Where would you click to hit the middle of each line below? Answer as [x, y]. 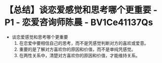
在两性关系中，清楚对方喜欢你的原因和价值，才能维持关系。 [80, 55]
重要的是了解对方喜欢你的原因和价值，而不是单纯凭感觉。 [77, 49]
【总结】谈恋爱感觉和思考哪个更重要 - [81, 10]
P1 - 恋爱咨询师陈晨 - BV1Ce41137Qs [79, 22]
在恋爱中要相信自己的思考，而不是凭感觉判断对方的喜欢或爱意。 [84, 43]
